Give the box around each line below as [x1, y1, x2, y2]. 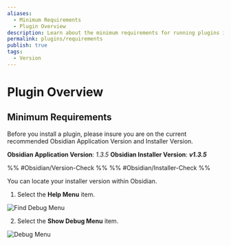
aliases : [7, 10, 32, 17]
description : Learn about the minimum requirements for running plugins [7, 29, 220, 36]
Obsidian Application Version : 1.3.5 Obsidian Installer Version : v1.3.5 [7, 150, 208, 159]
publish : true [7, 42, 48, 49]
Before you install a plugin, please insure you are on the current [7, 130, 187, 138]
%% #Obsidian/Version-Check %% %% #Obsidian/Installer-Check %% [7, 163, 211, 172]
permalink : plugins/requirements [7, 36, 103, 43]
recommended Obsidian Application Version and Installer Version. [7, 137, 194, 145]
